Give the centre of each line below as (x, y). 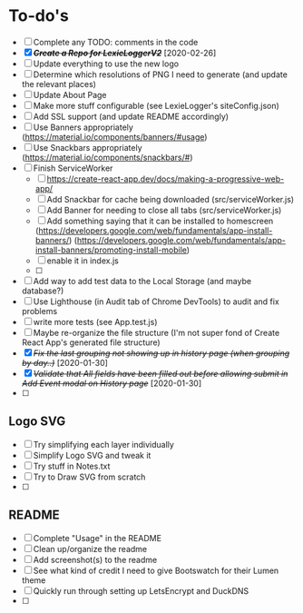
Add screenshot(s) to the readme (95, 559)
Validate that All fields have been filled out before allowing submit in (161, 373)
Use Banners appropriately (83, 127)
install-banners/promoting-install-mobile (111, 250)
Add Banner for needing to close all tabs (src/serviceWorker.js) (164, 210)
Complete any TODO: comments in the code (116, 42)
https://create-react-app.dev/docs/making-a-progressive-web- (166, 179)
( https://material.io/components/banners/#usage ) (114, 136)
